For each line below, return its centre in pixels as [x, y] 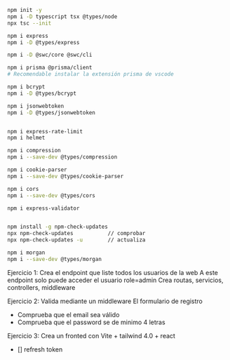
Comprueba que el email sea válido [68, 314]
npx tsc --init [29, 23]
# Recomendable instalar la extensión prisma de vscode [90, 74]
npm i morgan [26, 253]
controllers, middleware [41, 287]
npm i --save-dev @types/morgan [54, 259]
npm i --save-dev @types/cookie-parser [66, 176]
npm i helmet [26, 138]
